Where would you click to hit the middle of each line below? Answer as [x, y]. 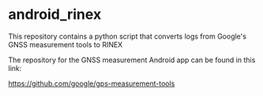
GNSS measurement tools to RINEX [66, 44]
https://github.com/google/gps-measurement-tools [92, 83]
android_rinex [55, 15]
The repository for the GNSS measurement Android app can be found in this [132, 60]
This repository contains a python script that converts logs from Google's [128, 36]
